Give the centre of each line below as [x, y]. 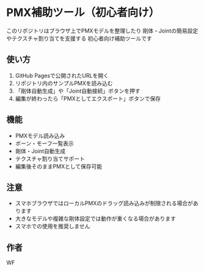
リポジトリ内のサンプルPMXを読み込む [64, 83]
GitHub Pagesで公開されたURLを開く [62, 75]
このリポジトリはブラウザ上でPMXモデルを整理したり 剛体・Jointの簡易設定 [102, 31]
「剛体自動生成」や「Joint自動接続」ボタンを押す [78, 91]
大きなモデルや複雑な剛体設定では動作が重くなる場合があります [95, 219]
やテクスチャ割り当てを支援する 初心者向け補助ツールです [79, 38]
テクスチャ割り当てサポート [50, 158]
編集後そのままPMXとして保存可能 [59, 166]
